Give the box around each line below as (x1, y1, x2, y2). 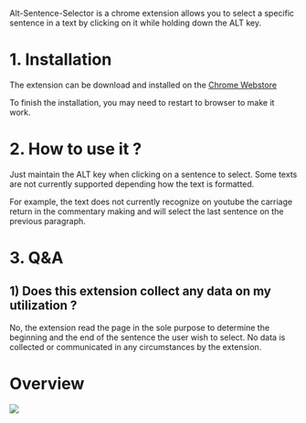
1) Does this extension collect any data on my (9, 284, 271, 299)
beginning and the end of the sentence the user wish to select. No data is (9, 332, 286, 343)
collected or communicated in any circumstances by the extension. (9, 341, 262, 352)
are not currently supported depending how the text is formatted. (9, 178, 255, 190)
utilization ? (9, 298, 78, 314)
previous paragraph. (9, 215, 87, 226)
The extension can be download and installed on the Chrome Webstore (9, 79, 277, 90)
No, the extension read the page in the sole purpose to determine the (9, 322, 270, 333)
